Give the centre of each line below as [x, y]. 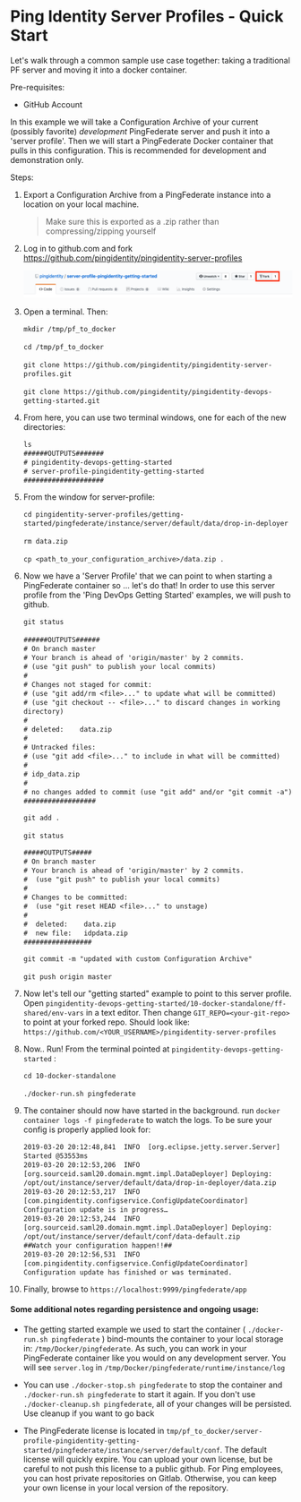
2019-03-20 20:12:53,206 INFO [82, 1165]
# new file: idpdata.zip [75, 933]
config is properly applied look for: [87, 1129]
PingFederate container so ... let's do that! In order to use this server [149, 585]
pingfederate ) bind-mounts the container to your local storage [168, 1339]
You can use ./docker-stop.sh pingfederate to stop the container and [153, 1385]
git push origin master [68, 977]
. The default [243, 1449]
